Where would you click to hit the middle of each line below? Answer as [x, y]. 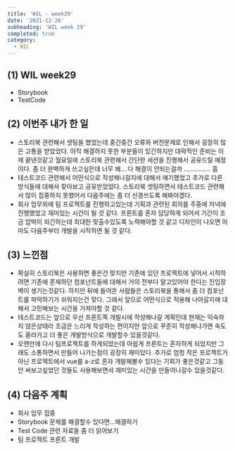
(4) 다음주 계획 [38, 395]
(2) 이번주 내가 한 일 [48, 124]
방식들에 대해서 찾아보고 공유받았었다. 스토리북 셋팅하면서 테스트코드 [112, 186]
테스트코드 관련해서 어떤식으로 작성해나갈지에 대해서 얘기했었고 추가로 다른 [120, 177]
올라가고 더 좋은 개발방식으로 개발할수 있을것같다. [93, 335]
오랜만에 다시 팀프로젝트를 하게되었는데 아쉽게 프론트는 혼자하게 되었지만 [117, 344]
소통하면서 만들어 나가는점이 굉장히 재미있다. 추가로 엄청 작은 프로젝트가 [129, 353]
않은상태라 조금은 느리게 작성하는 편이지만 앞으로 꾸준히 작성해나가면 [119, 326]
